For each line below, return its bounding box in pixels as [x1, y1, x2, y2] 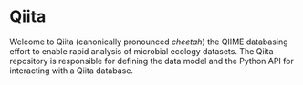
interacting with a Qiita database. [9, 65, 134, 76]
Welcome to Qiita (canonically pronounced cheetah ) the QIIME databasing [9, 36, 289, 47]
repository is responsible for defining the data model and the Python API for [9, 55, 294, 66]
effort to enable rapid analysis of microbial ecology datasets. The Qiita [9, 45, 274, 56]
